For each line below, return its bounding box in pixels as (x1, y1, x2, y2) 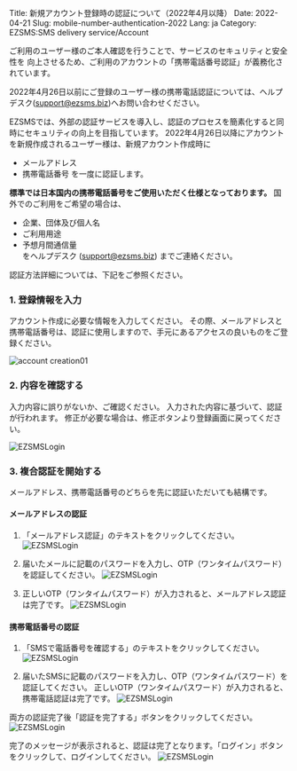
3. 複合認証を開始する (9, 465, 102, 477)
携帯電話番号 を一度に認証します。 (21, 169, 149, 179)
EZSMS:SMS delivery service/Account (9, 28, 149, 37)
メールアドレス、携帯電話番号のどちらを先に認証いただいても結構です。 (9, 486, 272, 497)
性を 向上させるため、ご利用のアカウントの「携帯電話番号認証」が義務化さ (9, 57, 284, 67)
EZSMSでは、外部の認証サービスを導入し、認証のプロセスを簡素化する (9, 116, 269, 127)
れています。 (9, 67, 56, 78)
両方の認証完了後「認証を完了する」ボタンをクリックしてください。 (9, 712, 258, 723)
